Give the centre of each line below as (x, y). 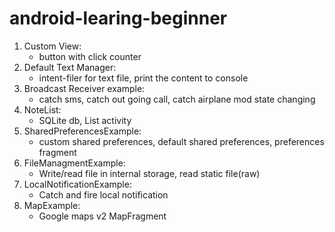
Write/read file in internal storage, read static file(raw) (149, 173)
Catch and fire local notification (103, 194)
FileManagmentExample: (74, 163)
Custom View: (52, 46)
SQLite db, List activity (85, 120)
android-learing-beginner (118, 18)
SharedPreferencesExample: (82, 131)
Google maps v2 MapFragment (102, 216)
